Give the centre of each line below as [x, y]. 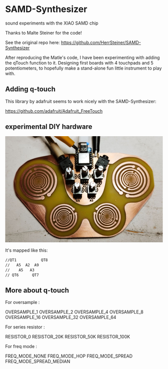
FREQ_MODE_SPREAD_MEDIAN [38, 361]
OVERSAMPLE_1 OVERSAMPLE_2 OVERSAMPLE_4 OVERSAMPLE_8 [74, 312]
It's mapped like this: [26, 250]
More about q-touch [37, 291]
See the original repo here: [32, 42]
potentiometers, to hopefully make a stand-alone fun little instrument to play [83, 68]
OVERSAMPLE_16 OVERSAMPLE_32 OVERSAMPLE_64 [61, 317]
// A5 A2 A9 [22, 265]
